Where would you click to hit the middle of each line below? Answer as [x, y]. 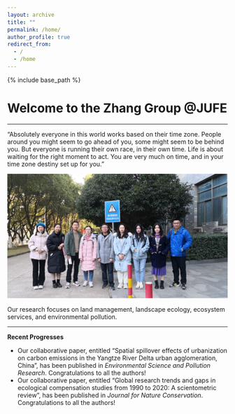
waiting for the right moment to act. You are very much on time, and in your [115, 156]
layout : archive [31, 15]
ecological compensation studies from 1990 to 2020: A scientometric [117, 388]
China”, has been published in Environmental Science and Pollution [114, 366]
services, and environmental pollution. [62, 317]
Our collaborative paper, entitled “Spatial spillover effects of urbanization [122, 351]
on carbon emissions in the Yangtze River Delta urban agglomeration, [117, 358]
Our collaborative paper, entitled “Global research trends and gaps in [116, 380]
